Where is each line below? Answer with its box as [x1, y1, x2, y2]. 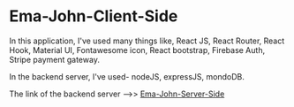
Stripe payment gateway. [9, 54, 100, 65]
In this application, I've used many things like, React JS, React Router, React [9, 35, 285, 46]
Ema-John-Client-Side [9, 6, 178, 27]
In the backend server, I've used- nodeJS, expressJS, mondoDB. [9, 71, 245, 81]
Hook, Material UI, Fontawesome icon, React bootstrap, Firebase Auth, [9, 44, 266, 55]
